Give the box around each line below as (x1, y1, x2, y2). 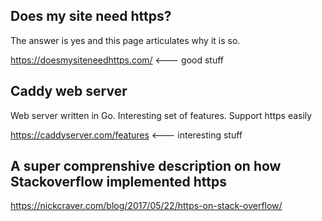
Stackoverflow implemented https (10, 174, 227, 191)
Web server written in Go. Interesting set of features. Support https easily (10, 109, 313, 121)
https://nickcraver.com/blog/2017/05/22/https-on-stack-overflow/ (10, 200, 283, 212)
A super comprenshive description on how (10, 158, 282, 175)
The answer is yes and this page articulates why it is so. (10, 34, 241, 46)
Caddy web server (10, 83, 128, 100)
